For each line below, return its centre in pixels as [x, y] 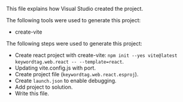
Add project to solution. [44, 87]
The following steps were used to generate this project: [74, 43]
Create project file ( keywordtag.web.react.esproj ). [77, 74]
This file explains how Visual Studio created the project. [75, 9]
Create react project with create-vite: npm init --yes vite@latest [96, 55]
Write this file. [32, 93]
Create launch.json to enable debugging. [65, 81]
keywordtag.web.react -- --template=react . [69, 61]
